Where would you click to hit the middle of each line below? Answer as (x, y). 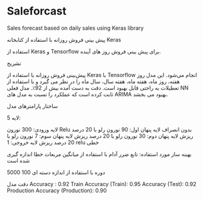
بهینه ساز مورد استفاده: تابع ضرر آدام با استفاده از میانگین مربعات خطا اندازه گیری (99, 154)
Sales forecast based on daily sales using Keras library (75, 28)
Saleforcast (37, 11)
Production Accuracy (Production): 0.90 (57, 190)
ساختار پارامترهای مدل (33, 106)
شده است (18, 160)
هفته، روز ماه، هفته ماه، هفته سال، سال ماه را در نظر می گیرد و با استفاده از (93, 81)
